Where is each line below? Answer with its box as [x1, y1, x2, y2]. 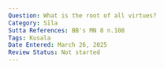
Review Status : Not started [8, 48, 101, 56]
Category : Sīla [8, 19, 58, 27]
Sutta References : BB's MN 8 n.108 [8, 26, 125, 34]
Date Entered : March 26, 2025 [8, 41, 108, 49]
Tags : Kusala [8, 33, 51, 42]
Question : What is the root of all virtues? [8, 11, 157, 20]
